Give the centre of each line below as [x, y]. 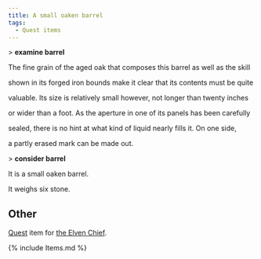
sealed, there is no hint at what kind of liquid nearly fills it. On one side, [123, 128]
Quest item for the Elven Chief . [58, 233]
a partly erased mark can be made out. [71, 144]
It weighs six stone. [39, 189]
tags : [17, 23]
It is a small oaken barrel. [49, 174]
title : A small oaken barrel [56, 15]
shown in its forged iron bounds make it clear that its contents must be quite [131, 82]
